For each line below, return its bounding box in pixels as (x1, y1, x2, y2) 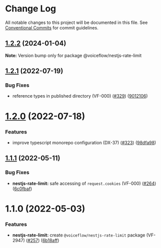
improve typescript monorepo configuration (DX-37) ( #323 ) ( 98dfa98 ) (12, 139, 157, 145)
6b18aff (42, 238, 58, 244)
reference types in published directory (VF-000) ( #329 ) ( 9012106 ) (12, 93, 148, 99)
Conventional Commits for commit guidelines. (5, 24, 98, 30)
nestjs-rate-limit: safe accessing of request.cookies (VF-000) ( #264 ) (12, 180, 157, 186)
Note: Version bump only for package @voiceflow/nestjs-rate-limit (5, 52, 142, 58)
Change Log (5, 3, 56, 14)
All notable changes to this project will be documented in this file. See (5, 19, 148, 25)
